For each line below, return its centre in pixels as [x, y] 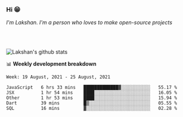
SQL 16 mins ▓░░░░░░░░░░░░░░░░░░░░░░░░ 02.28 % [92, 109]
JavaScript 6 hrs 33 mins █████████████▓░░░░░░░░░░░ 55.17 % [92, 88]
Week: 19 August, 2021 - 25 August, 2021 [58, 77]
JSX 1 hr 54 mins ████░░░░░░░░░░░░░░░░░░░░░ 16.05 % [92, 93]
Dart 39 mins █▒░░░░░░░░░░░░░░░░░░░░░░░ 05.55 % [92, 103]
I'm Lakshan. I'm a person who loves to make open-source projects [89, 23]
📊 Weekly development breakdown [51, 64]
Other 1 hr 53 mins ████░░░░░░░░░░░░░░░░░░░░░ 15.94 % [92, 98]
